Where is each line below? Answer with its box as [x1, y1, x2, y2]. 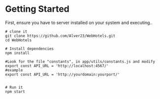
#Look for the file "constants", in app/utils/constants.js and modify [5, 59, 155, 64]
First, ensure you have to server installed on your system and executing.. [5, 20, 153, 25]
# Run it [5, 85, 23, 90]
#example [5, 68, 23, 73]
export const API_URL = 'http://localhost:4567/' [5, 63, 109, 68]
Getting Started [5, 3, 70, 15]
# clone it [5, 29, 28, 34]
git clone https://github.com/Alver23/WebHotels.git [5, 33, 116, 38]
